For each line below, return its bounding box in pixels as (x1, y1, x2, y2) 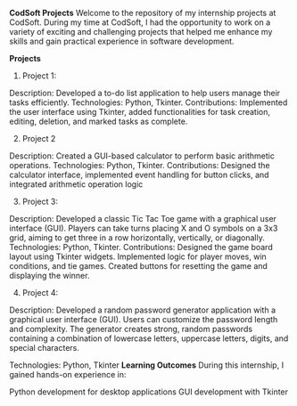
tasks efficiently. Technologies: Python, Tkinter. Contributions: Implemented (9, 97, 288, 108)
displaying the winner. (9, 271, 90, 280)
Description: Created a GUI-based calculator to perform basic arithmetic (9, 150, 275, 161)
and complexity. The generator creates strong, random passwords (9, 324, 252, 334)
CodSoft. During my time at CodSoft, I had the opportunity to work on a (9, 17, 271, 28)
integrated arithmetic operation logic (9, 179, 144, 190)
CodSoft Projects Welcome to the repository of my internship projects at (9, 8, 276, 18)
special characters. (9, 343, 80, 353)
